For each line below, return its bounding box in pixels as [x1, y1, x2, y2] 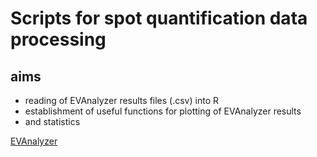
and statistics [24, 116, 81, 127]
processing [10, 28, 107, 51]
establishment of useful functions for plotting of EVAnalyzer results [24, 105, 302, 117]
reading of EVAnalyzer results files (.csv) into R [24, 95, 219, 106]
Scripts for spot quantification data [10, 7, 308, 30]
